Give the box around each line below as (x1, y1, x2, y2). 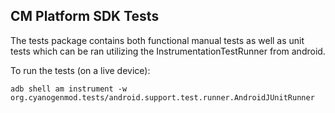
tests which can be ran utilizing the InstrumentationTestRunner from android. (10, 45, 326, 57)
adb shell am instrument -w (10, 84, 128, 94)
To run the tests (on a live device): (10, 64, 151, 76)
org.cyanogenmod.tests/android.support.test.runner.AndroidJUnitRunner (10, 92, 315, 103)
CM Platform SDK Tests (10, 8, 160, 25)
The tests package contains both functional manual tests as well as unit (10, 34, 305, 46)
